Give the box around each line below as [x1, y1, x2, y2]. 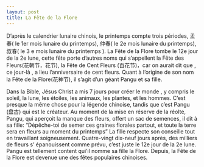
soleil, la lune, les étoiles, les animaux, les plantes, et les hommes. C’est [6, 94, 186, 101]
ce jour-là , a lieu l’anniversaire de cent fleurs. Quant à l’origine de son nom [6, 68, 194, 76]
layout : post [6, 9, 40, 15]
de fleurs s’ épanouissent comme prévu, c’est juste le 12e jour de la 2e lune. [6, 141, 197, 148]
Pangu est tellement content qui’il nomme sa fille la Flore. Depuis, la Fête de [6, 147, 196, 154]
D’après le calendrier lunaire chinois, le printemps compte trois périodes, [6, 32, 189, 40]
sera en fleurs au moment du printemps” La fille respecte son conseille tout [6, 127, 195, 135]
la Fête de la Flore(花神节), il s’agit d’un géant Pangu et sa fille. [6, 76, 163, 83]
